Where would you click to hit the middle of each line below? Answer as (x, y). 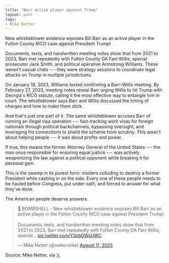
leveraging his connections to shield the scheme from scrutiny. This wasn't (83, 132)
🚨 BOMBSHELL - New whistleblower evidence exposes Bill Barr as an (90, 209)
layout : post (19, 15)
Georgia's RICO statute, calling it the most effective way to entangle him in (82, 95)
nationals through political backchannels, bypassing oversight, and (75, 127)
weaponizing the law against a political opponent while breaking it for (77, 158)
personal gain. (20, 163)
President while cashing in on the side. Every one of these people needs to (83, 178)
